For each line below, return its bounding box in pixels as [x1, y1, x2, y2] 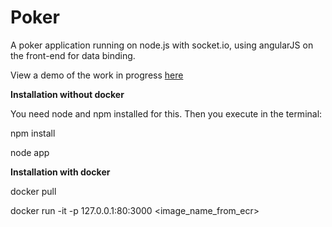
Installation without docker [10, 88, 125, 100]
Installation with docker [10, 166, 111, 178]
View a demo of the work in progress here [10, 69, 184, 81]
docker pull [10, 185, 57, 197]
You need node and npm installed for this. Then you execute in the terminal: [10, 107, 323, 120]
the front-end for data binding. [10, 49, 136, 61]
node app [10, 146, 50, 158]
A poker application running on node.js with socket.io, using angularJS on [10, 39, 314, 51]
